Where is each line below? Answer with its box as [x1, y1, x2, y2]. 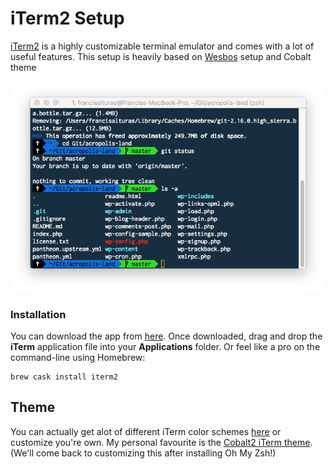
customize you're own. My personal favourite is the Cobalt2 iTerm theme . [10, 436, 313, 448]
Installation [10, 307, 67, 321]
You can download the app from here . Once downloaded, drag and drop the [10, 330, 323, 342]
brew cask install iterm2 [10, 372, 118, 382]
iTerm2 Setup [10, 7, 125, 30]
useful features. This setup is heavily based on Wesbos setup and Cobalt [10, 50, 312, 62]
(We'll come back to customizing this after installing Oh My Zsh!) [10, 447, 277, 459]
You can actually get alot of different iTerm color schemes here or [10, 425, 282, 437]
